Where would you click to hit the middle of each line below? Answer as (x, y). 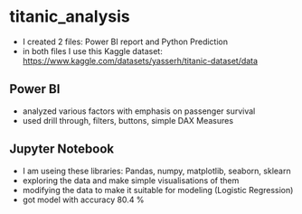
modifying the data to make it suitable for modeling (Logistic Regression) (158, 190)
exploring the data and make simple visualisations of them (131, 180)
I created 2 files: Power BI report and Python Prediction (125, 42)
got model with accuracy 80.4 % (83, 200)
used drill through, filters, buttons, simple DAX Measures (127, 120)
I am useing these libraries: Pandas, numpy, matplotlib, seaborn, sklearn (156, 171)
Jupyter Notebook (62, 149)
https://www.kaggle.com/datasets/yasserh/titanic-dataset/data (140, 60)
